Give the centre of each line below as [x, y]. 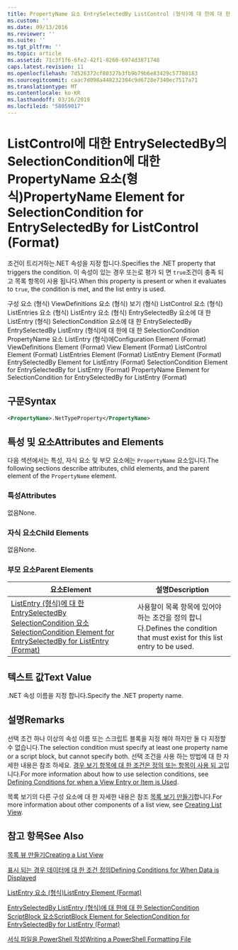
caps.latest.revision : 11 [45, 67]
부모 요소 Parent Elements [51, 569]
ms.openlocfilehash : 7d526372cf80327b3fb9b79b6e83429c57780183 [103, 73]
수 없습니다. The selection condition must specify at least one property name [118, 747]
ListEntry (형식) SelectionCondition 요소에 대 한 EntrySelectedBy [100, 321]
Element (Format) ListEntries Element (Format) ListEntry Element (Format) [114, 354]
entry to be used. [166, 647]
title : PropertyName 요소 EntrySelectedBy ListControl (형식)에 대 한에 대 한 [119, 14]
